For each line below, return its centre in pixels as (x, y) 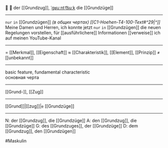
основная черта (22, 77)
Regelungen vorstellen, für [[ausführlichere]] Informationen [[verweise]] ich (83, 33)
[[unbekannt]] (19, 58)
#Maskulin (16, 141)
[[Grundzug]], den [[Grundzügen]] (40, 131)
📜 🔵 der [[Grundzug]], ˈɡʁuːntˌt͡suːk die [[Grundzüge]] (59, 8)
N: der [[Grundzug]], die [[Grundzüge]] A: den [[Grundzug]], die (71, 120)
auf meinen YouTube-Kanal (33, 38)
